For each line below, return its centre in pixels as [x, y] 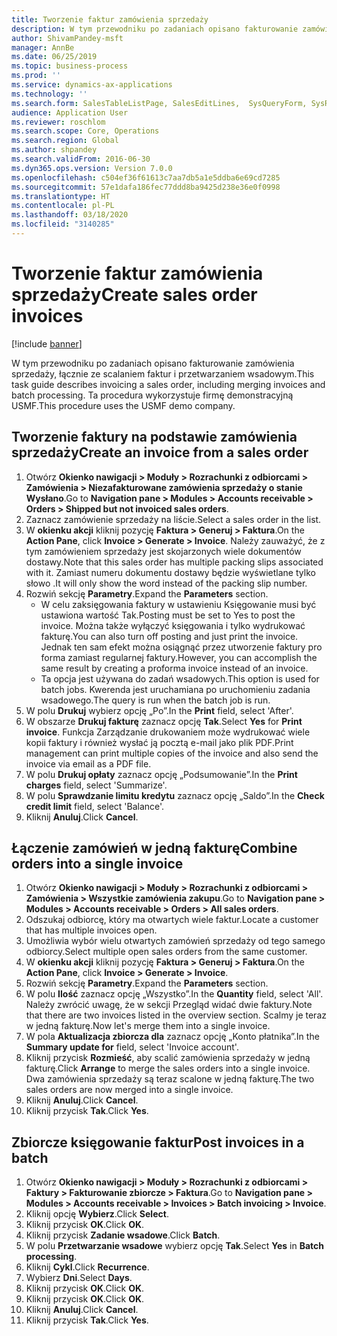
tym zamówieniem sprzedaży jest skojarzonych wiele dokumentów [163, 551]
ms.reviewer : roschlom [58, 122]
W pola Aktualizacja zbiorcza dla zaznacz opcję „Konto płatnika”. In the [172, 1037]
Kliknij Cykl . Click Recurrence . [87, 1267]
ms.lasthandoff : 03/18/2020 [70, 215]
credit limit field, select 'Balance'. [95, 806]
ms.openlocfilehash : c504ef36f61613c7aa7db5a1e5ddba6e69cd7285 [146, 177]
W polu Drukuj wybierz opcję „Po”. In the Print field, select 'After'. [159, 710]
